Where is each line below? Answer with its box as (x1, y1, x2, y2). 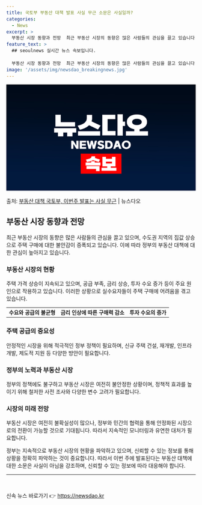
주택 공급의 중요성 (6, 327, 55, 336)
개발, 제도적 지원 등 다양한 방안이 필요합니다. (6, 349, 111, 357)
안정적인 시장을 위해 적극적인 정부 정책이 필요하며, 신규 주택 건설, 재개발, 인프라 (6, 342, 192, 349)
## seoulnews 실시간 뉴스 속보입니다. (11, 48, 96, 54)
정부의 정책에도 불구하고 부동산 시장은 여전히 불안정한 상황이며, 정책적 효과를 (6, 380, 186, 387)
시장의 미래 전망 (6, 404, 49, 413)
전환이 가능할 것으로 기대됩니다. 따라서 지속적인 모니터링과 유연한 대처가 (17, 427, 186, 434)
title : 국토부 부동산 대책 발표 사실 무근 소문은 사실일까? (6, 10, 133, 16)
